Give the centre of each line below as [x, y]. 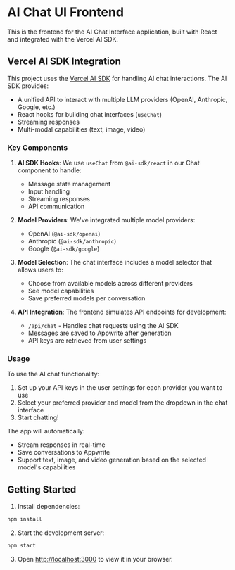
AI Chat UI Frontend [66, 12]
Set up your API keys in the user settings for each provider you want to [120, 388]
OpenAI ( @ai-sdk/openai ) [64, 234]
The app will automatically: [46, 431]
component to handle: [49, 170]
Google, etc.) [36, 107]
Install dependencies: [49, 507]
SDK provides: [28, 86]
